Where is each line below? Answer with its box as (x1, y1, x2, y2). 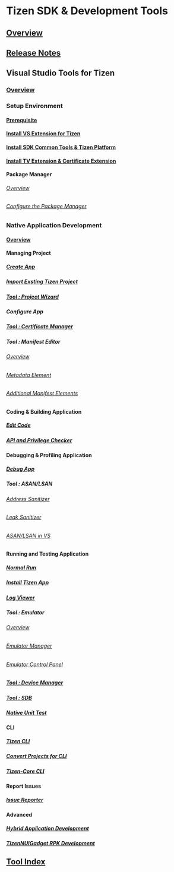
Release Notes (6, 47, 61, 58)
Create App (6, 263, 36, 270)
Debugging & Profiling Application (6, 452, 92, 459)
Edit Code (6, 421, 31, 429)
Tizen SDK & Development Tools (6, 4, 168, 18)
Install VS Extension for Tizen (6, 130, 81, 137)
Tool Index (6, 857, 46, 867)
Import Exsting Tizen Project (6, 278, 78, 286)
